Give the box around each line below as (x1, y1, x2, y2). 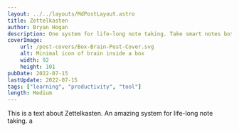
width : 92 (20, 57, 50, 64)
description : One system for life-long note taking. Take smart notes (7, 30, 221, 38)
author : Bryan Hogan (7, 23, 69, 31)
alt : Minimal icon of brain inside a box (20, 50, 144, 57)
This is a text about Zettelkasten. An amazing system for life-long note (7, 109, 213, 118)
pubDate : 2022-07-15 (7, 70, 69, 77)
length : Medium (7, 89, 53, 97)
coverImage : (7, 37, 43, 44)
